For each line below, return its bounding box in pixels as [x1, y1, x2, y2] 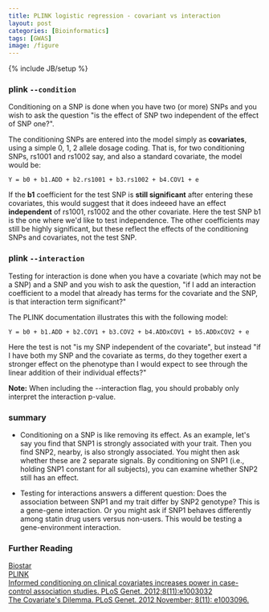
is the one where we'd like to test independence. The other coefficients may [8, 216, 260, 225]
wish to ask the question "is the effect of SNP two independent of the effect [8, 110, 259, 121]
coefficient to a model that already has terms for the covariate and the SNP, [8, 288, 259, 298]
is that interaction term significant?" [8, 297, 127, 306]
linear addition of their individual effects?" [8, 368, 147, 377]
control [8, 586, 32, 596]
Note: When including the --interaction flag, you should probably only [8, 383, 239, 392]
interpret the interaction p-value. [8, 392, 116, 401]
